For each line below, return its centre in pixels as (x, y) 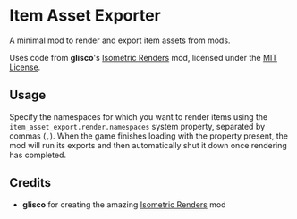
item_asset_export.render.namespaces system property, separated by (137, 126)
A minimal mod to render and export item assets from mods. (120, 40)
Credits (30, 183)
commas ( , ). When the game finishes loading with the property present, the (149, 136)
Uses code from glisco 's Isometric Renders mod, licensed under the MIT (144, 57)
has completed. (38, 155)
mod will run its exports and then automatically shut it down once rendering (148, 145)
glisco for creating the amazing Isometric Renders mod (124, 204)
